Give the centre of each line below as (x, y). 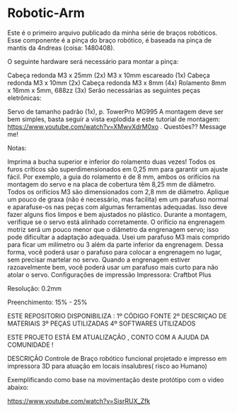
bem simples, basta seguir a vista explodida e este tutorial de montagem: (114, 119)
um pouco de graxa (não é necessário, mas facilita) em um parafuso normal (118, 199)
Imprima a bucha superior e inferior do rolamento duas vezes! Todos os (111, 162)
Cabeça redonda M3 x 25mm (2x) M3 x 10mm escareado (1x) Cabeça (109, 75)
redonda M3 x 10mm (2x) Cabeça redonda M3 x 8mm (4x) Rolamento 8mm (117, 82)
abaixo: (18, 387)
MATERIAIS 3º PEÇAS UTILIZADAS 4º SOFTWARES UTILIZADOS (102, 323)
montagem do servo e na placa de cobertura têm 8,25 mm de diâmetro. (111, 184)
